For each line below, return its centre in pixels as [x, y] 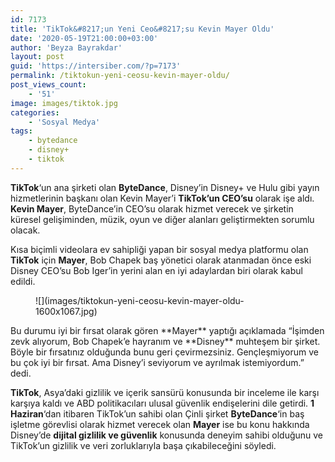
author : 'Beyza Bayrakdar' [66, 47]
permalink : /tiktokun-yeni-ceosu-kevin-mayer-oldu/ [120, 76]
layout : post [37, 57]
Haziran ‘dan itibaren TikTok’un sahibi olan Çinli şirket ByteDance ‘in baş [157, 413]
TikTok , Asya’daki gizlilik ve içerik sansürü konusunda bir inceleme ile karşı [165, 392]
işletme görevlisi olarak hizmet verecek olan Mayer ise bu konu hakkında [160, 424]
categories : [35, 112]
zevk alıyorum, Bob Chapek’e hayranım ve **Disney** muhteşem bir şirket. [165, 341]
